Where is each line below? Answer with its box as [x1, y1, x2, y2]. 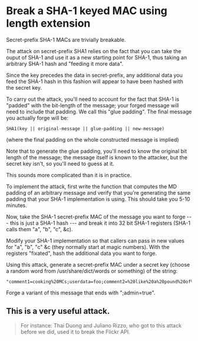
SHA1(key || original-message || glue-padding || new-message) [6, 126, 165, 132]
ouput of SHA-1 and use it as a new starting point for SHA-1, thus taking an [6, 54, 187, 61]
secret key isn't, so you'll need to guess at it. [6, 160, 115, 167]
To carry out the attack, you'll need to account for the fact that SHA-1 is [6, 96, 180, 103]
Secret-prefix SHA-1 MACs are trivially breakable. [6, 36, 126, 43]
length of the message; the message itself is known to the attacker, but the [6, 153, 187, 160]
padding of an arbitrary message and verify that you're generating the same [6, 189, 191, 196]
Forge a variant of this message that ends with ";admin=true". [6, 289, 156, 296]
